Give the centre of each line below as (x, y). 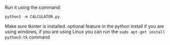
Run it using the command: (33, 7)
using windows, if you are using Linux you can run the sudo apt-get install (85, 32)
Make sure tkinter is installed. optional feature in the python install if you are (84, 26)
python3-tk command (28, 37)
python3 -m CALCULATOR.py (32, 17)
